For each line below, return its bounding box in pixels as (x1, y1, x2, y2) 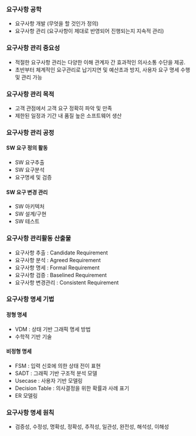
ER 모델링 (14, 392, 38, 399)
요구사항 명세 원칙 (6, 408, 55, 416)
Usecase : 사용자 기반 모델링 (14, 377, 83, 384)
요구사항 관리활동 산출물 (6, 234, 72, 242)
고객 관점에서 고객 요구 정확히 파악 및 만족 (14, 105, 112, 112)
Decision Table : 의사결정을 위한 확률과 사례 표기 (14, 384, 130, 392)
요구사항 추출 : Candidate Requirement (14, 249, 108, 256)
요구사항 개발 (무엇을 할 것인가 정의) (14, 20, 99, 27)
